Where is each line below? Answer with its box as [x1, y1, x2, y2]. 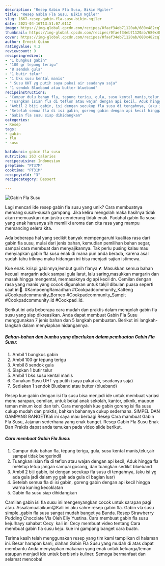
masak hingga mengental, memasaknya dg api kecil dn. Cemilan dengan [5, 276, 151, 282]
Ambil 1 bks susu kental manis [12, 372, 73, 378]
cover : [5, 35, 19, 40]
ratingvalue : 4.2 [5, 44, 41, 49]
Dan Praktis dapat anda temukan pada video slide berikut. [5, 424, 122, 430]
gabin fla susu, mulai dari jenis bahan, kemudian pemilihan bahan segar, [5, 240, 151, 246]
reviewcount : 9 [5, 48, 36, 53]
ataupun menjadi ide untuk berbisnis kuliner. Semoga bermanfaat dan [5, 551, 146, 557]
